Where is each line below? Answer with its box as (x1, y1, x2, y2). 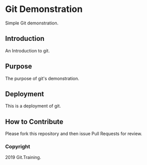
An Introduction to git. (5, 47, 50, 53)
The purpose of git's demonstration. (5, 75, 80, 81)
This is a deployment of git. (5, 103, 61, 109)
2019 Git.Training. (5, 155, 41, 161)
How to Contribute (5, 117, 64, 126)
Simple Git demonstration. (5, 20, 59, 26)
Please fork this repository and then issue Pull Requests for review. (5, 131, 143, 137)
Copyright (5, 143, 30, 150)
